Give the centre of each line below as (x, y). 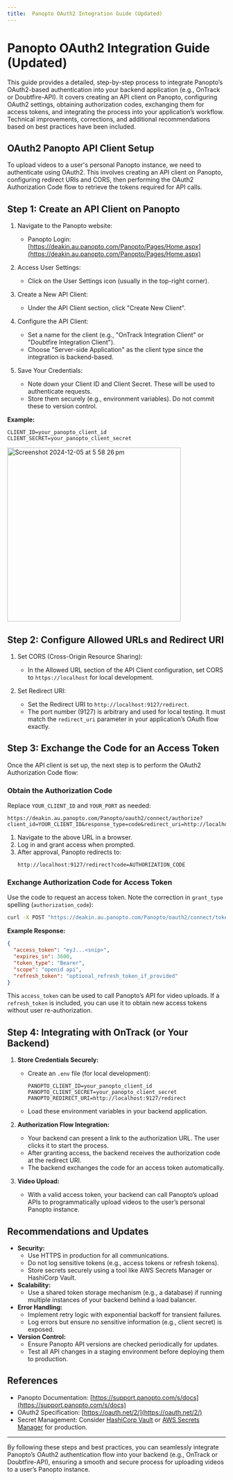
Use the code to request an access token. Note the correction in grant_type (115, 897)
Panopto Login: (49, 239)
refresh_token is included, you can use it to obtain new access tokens (107, 1003)
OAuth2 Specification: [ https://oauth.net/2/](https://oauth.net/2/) (110, 1412)
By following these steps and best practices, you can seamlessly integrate (113, 1447)
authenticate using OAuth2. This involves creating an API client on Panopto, (115, 172)
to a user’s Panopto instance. (49, 1469)
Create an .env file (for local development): (89, 1073)
